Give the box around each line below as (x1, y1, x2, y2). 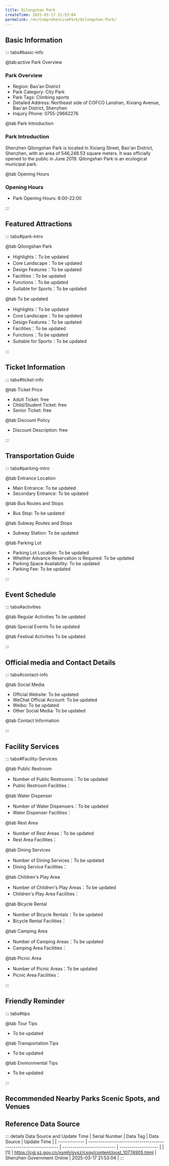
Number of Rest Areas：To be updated (12, 830, 94, 836)
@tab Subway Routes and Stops (5, 520, 73, 526)
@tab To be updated (5, 296, 48, 302)
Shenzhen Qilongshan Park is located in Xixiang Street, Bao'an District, (5, 145, 154, 151)
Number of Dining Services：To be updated (12, 857, 105, 863)
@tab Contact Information (5, 718, 59, 724)
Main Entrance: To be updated (12, 485, 76, 491)
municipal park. (5, 161, 38, 167)
